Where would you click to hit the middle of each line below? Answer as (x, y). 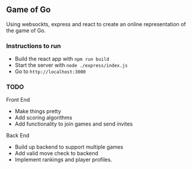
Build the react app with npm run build (62, 59)
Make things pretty (38, 111)
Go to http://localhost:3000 (50, 71)
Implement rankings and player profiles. (63, 159)
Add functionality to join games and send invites (74, 124)
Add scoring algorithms (43, 118)
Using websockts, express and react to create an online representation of (96, 24)
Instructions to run (34, 46)
